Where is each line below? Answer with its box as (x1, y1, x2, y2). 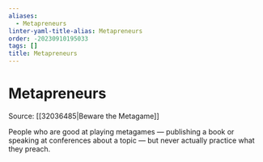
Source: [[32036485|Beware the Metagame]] (8, 111, 159, 121)
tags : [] (8, 42, 38, 50)
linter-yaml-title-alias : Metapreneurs (8, 27, 143, 35)
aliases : (8, 11, 38, 20)
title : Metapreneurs (8, 49, 78, 58)
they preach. (8, 143, 51, 154)
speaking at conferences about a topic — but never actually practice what (8, 135, 255, 145)
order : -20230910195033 (8, 34, 89, 43)
